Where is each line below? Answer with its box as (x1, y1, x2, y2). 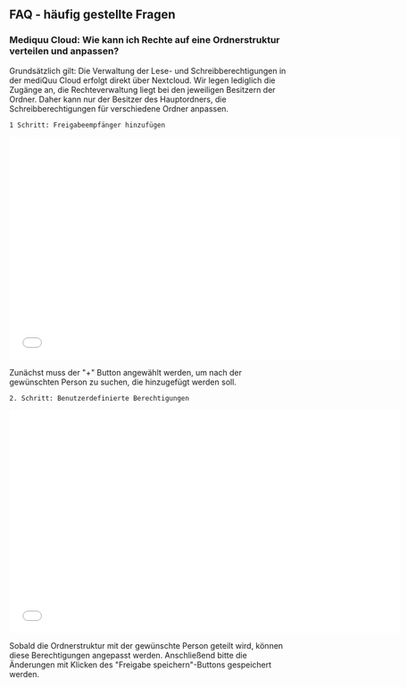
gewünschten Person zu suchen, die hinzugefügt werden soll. (9, 377, 237, 387)
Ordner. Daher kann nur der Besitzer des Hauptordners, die (9, 94, 227, 104)
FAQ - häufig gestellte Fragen (9, 7, 176, 22)
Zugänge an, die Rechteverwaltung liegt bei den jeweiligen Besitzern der (9, 84, 276, 95)
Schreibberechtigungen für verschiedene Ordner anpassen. (9, 103, 229, 114)
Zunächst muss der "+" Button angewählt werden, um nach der (9, 367, 243, 377)
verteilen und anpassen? (9, 45, 120, 57)
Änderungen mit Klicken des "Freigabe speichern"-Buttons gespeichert (9, 659, 272, 670)
